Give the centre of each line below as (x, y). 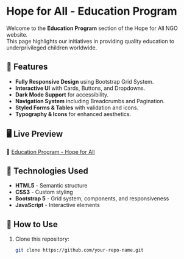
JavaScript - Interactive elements (58, 205)
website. (17, 34)
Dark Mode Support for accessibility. (62, 94)
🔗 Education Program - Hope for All (51, 151)
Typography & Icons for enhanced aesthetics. (73, 114)
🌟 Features (27, 67)
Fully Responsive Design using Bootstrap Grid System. (84, 81)
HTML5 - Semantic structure (51, 186)
